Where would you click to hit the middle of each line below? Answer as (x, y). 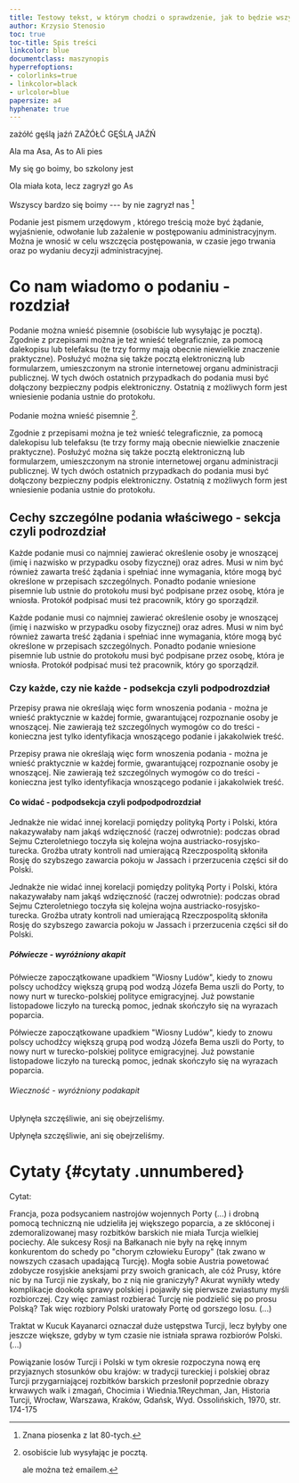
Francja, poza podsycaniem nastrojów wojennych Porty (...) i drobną (134, 1214)
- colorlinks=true (43, 76)
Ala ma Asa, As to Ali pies (56, 152)
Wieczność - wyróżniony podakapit (75, 1090)
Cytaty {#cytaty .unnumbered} (127, 1172)
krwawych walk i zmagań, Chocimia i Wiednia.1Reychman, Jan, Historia (140, 1390)
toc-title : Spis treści (53, 42)
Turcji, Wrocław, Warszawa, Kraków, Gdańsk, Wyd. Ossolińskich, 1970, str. (145, 1400)
